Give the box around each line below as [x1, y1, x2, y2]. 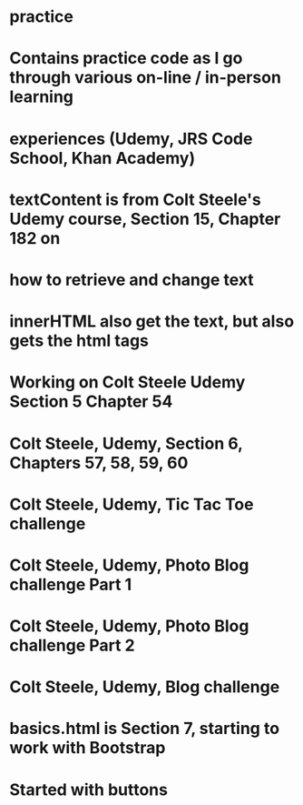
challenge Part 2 [9, 635, 135, 656]
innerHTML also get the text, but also [9, 311, 295, 332]
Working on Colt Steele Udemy [9, 372, 246, 393]
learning [9, 86, 74, 107]
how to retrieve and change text [9, 269, 254, 290]
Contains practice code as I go [9, 48, 243, 69]
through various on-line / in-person [9, 67, 281, 88]
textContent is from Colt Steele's [9, 189, 261, 210]
